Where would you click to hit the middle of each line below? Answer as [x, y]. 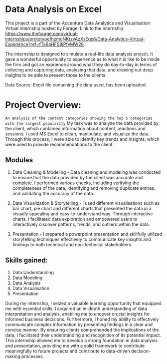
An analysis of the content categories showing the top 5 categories [79, 118]
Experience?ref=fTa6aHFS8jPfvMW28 [44, 44]
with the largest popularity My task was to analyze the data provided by [82, 123]
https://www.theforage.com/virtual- [42, 33]
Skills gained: [27, 260]
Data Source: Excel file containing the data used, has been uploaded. [76, 85]
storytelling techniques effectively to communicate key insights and [82, 239]
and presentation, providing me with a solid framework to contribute [75, 346]
